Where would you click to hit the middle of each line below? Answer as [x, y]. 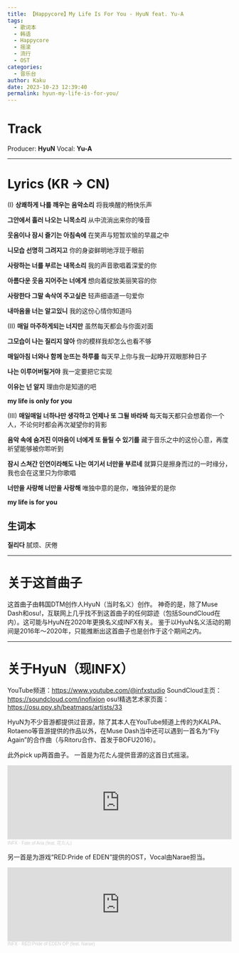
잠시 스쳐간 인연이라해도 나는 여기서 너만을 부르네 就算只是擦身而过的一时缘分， [119, 464]
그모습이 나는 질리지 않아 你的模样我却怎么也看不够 [79, 341]
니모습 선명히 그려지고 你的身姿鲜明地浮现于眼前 [76, 250]
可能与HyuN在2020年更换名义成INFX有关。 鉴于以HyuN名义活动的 [127, 622]
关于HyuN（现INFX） [70, 669]
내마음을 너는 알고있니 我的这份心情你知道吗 [70, 311]
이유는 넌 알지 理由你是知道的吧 [52, 387]
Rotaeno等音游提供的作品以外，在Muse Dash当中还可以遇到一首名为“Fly [113, 730]
